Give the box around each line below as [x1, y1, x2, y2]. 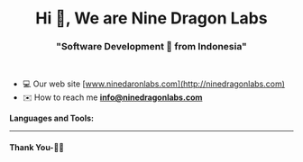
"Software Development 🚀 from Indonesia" [55, 40, 248, 53]
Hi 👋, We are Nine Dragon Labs [35, 8, 268, 29]
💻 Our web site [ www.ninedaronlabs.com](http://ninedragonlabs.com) [22, 78, 286, 89]
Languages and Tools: [9, 112, 95, 124]
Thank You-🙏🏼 [9, 142, 65, 153]
